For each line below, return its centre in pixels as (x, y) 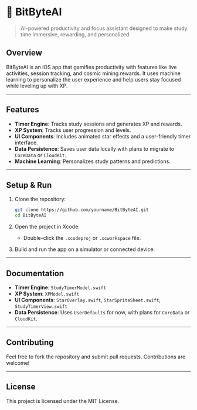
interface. (26, 143)
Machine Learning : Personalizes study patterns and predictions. (93, 161)
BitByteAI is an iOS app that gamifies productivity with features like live (91, 67)
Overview (24, 53)
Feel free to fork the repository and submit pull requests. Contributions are (96, 357)
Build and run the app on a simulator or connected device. (85, 249)
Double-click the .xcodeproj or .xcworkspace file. (82, 238)
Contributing (30, 343)
